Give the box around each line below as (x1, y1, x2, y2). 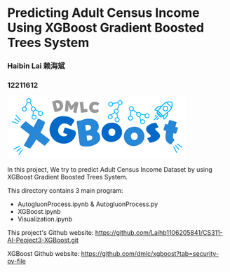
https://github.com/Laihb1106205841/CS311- (95, 229, 223, 237)
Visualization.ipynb (17, 215, 72, 224)
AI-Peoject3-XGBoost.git (7, 236, 79, 245)
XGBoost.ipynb (17, 208, 61, 216)
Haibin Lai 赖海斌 (7, 61, 65, 71)
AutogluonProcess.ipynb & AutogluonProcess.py (17, 200, 158, 208)
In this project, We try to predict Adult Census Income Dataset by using (7, 165, 212, 174)
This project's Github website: (7, 229, 94, 237)
